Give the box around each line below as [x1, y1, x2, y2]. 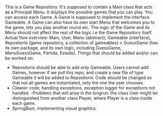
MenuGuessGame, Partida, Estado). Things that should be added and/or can [5, 50, 158, 56]
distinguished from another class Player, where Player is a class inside [12, 95, 153, 101]
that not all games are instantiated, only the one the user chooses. [12, 80, 145, 86]
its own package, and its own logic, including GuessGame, [5, 45, 122, 51]
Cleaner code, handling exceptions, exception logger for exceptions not [12, 85, 156, 90]
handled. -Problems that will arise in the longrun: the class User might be [12, 90, 158, 96]
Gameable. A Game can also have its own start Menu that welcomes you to [5, 19, 155, 25]
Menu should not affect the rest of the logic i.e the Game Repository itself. [5, 30, 153, 35]
